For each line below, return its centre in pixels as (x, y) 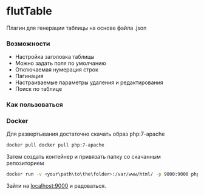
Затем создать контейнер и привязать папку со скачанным (83, 157)
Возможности (28, 44)
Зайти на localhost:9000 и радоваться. (56, 186)
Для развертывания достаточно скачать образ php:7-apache (86, 134)
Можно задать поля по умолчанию (60, 63)
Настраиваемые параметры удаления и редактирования (89, 82)
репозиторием (25, 163)
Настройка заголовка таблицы (55, 57)
